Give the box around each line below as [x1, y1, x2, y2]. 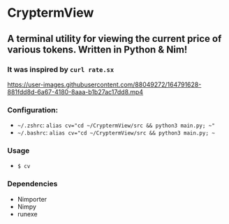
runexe [17, 209, 38, 218]
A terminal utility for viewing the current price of [7, 33, 222, 45]
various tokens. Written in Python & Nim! [7, 43, 188, 55]
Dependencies [7, 179, 58, 189]
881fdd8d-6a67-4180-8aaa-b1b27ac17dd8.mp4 [7, 87, 144, 96]
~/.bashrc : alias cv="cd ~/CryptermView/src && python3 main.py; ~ [17, 128, 215, 137]
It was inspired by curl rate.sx [7, 64, 114, 74]
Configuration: [7, 105, 58, 114]
